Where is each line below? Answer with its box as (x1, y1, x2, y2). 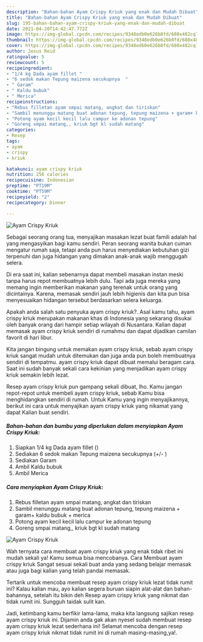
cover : (6, 43, 23, 49)
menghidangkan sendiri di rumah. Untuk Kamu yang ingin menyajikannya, (6, 395, 190, 403)
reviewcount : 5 (6, 59, 45, 65)
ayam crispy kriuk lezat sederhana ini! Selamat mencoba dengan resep (6, 623, 183, 630)
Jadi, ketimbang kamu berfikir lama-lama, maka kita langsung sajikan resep (6, 610, 194, 617)
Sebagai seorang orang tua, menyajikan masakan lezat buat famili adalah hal (6, 233, 197, 241)
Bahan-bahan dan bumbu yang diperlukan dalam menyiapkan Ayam (6, 423, 183, 430)
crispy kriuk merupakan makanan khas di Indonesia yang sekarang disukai (6, 314, 192, 322)
